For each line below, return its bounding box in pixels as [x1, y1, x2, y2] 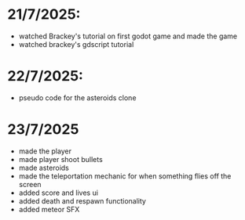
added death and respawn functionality [18, 196, 147, 205]
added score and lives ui [18, 188, 99, 197]
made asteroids [18, 163, 70, 172]
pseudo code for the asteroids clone [18, 92, 137, 103]
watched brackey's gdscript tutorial [18, 39, 134, 49]
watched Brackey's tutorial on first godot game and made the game [18, 31, 238, 41]
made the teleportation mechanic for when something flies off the [18, 171, 232, 181]
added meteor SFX [18, 204, 80, 214]
